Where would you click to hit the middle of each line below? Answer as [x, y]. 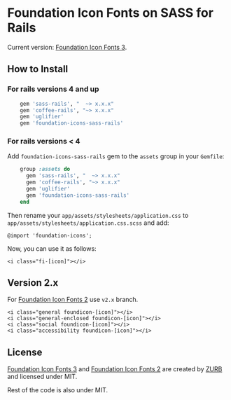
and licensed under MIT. [42, 377]
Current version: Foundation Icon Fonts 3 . [67, 47]
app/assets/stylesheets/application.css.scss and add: [88, 223]
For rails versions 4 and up [53, 89]
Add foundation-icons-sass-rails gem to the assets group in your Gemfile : [116, 156]
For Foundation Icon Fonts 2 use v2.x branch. [73, 300]
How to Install [38, 69]
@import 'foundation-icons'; [50, 235]
